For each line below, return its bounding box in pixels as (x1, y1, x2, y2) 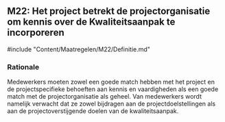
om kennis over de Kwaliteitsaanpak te (7, 16, 176, 28)
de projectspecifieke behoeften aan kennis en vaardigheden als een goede (7, 85, 219, 93)
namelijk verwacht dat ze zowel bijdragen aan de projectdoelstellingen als (7, 99, 216, 108)
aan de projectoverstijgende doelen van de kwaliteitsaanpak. (7, 107, 179, 115)
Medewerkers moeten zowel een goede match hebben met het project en (7, 78, 215, 86)
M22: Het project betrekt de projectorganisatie (7, 5, 211, 17)
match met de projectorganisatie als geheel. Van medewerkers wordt (7, 93, 202, 101)
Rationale (7, 62, 40, 71)
